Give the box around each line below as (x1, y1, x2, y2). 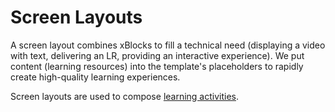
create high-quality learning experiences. (10, 71, 181, 83)
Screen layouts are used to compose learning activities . (10, 90, 240, 102)
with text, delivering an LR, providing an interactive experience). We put (10, 49, 305, 61)
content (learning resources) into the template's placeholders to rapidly (10, 60, 304, 72)
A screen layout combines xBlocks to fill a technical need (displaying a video (10, 39, 326, 51)
